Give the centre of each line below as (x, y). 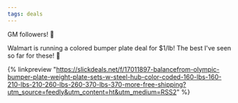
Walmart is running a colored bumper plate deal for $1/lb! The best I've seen (119, 48)
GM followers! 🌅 (31, 34)
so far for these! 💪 (34, 55)
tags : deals (25, 14)
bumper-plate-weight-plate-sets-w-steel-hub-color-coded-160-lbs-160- (114, 77)
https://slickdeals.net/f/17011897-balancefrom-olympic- (138, 69)
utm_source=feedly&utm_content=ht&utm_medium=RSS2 (92, 92)
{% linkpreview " (32, 69)
